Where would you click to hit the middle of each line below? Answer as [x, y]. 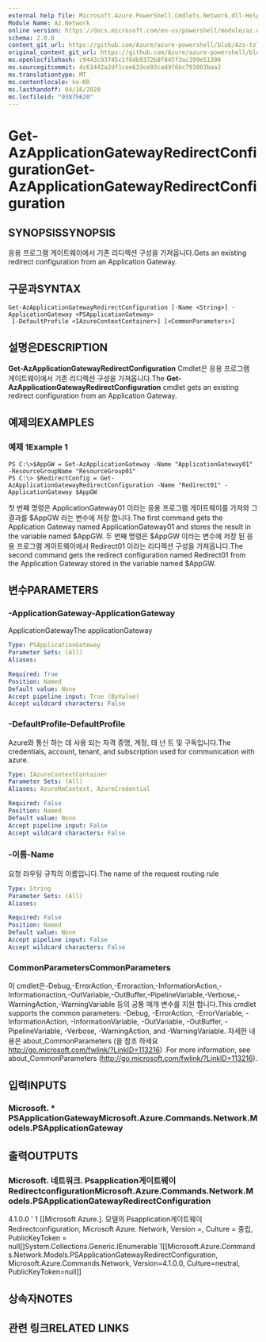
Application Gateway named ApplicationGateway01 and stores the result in [130, 526]
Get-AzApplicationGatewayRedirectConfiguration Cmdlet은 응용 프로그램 [129, 368]
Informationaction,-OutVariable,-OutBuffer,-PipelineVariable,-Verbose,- [124, 995]
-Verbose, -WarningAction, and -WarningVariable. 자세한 [156, 1031]
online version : [35, 30]
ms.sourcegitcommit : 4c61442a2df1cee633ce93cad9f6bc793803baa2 [115, 67]
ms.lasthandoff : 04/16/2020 [55, 89]
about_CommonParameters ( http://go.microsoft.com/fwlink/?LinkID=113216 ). [133, 1059]
